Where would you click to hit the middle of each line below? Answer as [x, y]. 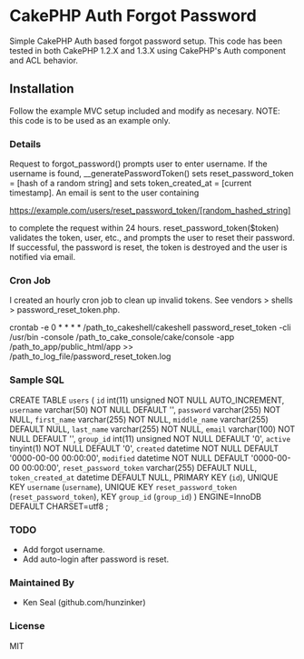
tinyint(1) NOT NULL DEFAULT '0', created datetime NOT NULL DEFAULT [144, 448]
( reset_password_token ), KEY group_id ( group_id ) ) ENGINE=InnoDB [135, 496]
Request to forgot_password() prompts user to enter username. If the [138, 164]
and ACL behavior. [44, 60]
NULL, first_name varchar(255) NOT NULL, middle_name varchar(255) [139, 419]
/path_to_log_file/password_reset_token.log [90, 356]
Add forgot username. [64, 549]
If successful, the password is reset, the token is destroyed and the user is [148, 247]
